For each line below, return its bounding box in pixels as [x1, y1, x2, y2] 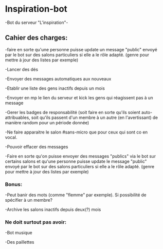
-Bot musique [5, 230, 33, 236]
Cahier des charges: [5, 34, 68, 42]
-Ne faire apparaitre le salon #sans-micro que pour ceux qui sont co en [5, 129, 148, 135]
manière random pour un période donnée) [5, 119, 89, 125]
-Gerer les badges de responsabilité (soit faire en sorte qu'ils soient [5, 109, 141, 115]
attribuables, [5, 115, 31, 120]
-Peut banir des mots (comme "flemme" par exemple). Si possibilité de [5, 192, 147, 198]
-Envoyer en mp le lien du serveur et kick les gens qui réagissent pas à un [5, 95, 153, 100]
